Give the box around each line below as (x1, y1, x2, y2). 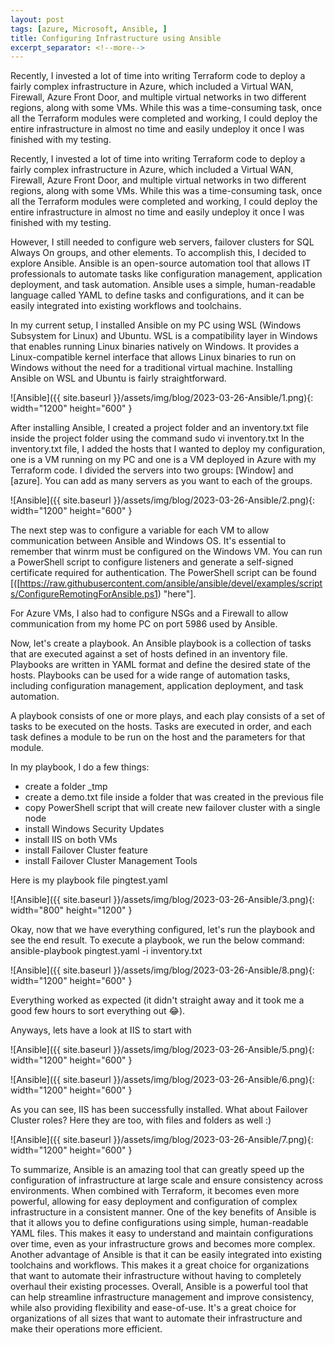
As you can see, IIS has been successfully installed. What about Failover (10, 1104, 308, 1116)
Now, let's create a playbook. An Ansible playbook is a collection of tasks (10, 637, 312, 650)
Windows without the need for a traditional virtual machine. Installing (10, 362, 293, 374)
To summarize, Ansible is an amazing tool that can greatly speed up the (10, 1164, 305, 1176)
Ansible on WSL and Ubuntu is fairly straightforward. (10, 372, 227, 385)
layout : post (10, 14, 65, 25)
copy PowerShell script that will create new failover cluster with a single (24, 802, 321, 814)
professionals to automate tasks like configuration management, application (10, 268, 323, 280)
